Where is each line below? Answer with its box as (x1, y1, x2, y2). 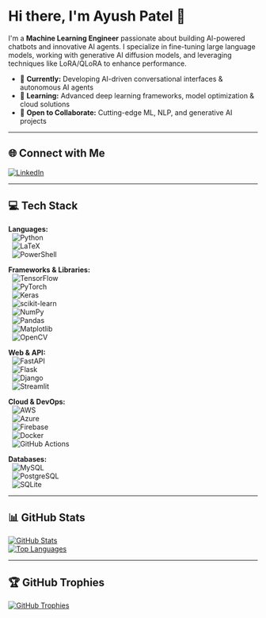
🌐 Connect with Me (8, 147, 105, 160)
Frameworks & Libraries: (8, 265, 91, 274)
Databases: (8, 454, 47, 463)
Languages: (8, 224, 49, 233)
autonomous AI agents (19, 83, 93, 92)
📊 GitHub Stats (8, 511, 85, 524)
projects (19, 116, 47, 125)
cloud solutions (19, 99, 70, 109)
